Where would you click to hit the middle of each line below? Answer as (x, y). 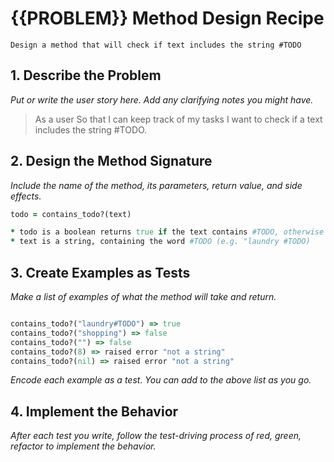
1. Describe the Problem (86, 75)
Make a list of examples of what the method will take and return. (143, 296)
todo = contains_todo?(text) (71, 214)
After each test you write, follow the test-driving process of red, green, (156, 436)
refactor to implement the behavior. (83, 446)
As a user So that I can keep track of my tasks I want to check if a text (178, 119)
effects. (26, 196)
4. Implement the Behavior (94, 411)
